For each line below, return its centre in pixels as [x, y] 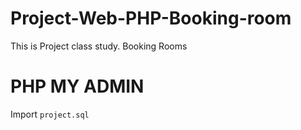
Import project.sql [50, 114]
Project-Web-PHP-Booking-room [151, 18]
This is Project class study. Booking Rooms [99, 46]
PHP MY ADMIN [77, 86]
